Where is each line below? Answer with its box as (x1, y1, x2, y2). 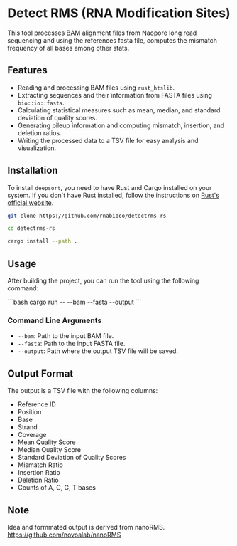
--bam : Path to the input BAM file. (17, 332, 114, 340)
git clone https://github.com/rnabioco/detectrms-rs (7, 212, 167, 219)
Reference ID (17, 400, 57, 409)
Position (17, 408, 42, 416)
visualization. (17, 144, 57, 152)
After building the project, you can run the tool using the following (7, 276, 199, 285)
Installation (7, 164, 58, 177)
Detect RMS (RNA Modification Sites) (7, 5, 231, 21)
